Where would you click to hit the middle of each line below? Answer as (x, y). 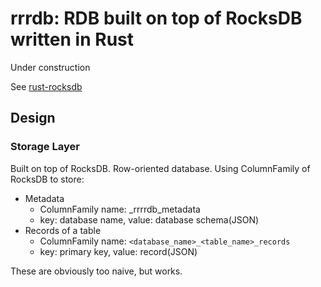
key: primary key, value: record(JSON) (118, 251)
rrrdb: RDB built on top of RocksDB (156, 18)
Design (33, 118)
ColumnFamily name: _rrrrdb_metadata (120, 209)
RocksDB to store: (47, 179)
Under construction (50, 67)
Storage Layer (45, 147)
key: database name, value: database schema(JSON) (149, 219)
